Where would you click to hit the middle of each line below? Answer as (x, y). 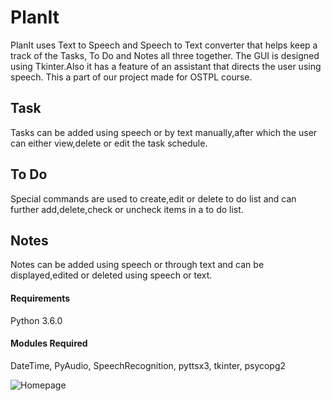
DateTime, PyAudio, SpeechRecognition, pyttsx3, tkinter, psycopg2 (148, 365)
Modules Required (49, 343)
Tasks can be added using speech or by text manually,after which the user (164, 132)
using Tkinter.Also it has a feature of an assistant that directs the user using (166, 66)
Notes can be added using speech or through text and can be (137, 265)
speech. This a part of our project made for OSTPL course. (131, 77)
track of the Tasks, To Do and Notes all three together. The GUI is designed (165, 55)
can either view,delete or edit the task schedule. (109, 143)
